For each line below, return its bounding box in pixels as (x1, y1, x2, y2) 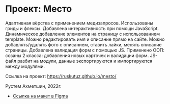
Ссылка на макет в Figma (12, 93, 68, 99)
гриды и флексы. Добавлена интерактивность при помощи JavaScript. (5, 25, 159, 31)
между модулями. (5, 63, 45, 69)
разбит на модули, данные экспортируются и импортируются (17, 58, 153, 64)
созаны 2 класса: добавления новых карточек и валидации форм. (5, 52, 149, 59)
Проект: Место (5, 3, 72, 15)
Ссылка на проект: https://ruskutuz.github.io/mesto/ (5, 73, 117, 79)
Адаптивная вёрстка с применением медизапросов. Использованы (5, 20, 154, 26)
